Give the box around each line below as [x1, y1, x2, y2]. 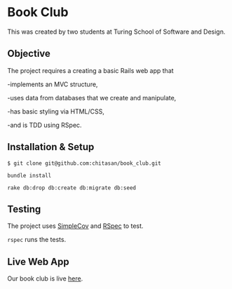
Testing [7, 203, 41, 215]
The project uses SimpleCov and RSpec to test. [7, 222, 144, 230]
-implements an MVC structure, [7, 80, 98, 88]
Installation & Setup [7, 141, 95, 153]
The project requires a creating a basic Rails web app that [7, 66, 174, 74]
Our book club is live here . [7, 274, 83, 283]
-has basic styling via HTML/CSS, [7, 107, 105, 116]
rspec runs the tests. [7, 236, 67, 244]
